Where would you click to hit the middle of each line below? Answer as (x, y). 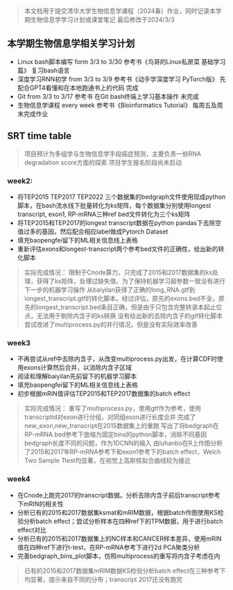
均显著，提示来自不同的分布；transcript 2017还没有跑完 (103, 579)
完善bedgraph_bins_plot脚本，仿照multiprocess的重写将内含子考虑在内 (119, 556)
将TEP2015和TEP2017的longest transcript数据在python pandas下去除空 (119, 222)
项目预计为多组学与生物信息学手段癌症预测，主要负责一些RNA (113, 154)
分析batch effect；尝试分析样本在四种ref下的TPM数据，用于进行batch (123, 521)
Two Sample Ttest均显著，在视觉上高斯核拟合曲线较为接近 (107, 461)
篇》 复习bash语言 (43, 70)
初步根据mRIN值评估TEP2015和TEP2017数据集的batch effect (104, 394)
